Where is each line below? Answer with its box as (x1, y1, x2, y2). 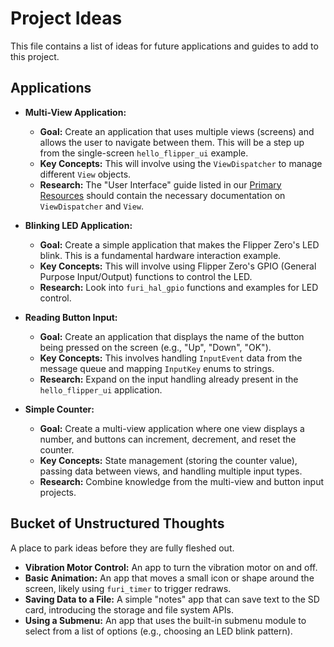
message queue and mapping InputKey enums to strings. (39, 362, 275, 374)
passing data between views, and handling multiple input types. (39, 465, 303, 477)
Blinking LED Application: (24, 219, 133, 231)
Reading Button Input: (24, 311, 118, 323)
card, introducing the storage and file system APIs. (24, 603, 235, 616)
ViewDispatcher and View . (39, 200, 145, 212)
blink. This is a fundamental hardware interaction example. (39, 249, 282, 261)
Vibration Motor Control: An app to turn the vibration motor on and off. (24, 561, 318, 573)
